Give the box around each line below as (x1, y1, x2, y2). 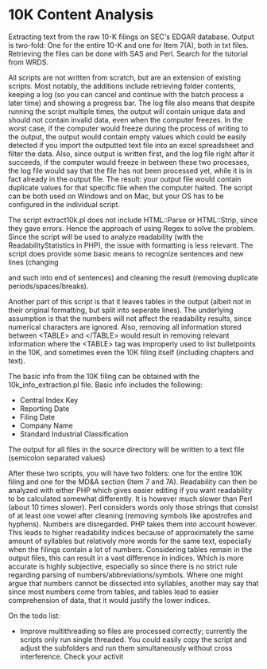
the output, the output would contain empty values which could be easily (8, 131, 247, 141)
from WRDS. (8, 57, 49, 67)
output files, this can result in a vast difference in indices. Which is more (8, 553, 244, 562)
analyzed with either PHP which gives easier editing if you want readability (8, 485, 253, 495)
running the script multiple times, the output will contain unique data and (8, 106, 246, 116)
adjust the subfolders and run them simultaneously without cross (19, 643, 233, 652)
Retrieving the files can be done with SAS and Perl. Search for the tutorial (8, 49, 249, 58)
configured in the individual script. (8, 199, 121, 209)
